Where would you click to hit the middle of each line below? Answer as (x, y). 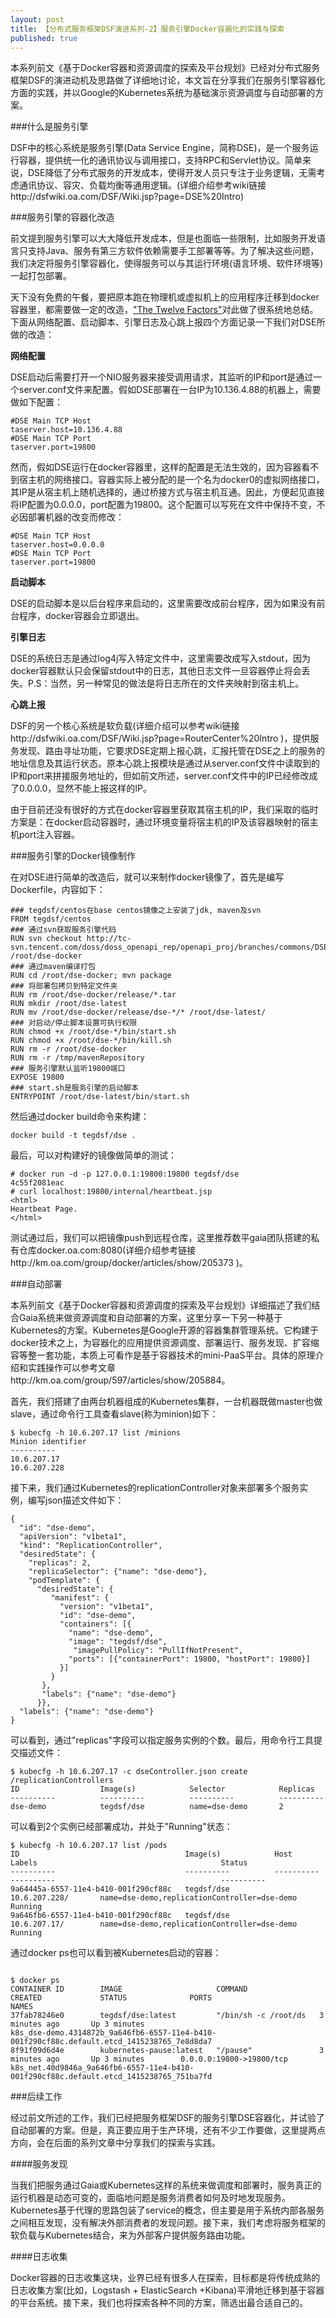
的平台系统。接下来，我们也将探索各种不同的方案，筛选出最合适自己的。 (159, 2303)
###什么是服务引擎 (49, 127)
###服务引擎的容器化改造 (62, 217)
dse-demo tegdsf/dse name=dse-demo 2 (147, 1807)
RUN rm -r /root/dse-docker (69, 1049)
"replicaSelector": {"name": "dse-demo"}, (118, 1572)
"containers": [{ (95, 1624)
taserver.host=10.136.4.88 (66, 430)
